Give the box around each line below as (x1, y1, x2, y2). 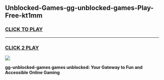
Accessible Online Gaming (5, 69, 60, 75)
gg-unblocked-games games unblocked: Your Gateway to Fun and (5, 64, 143, 70)
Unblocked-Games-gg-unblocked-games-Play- (5, 4, 154, 12)
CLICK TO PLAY (5, 26, 43, 33)
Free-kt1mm (5, 12, 43, 20)
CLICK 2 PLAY (5, 44, 39, 51)
